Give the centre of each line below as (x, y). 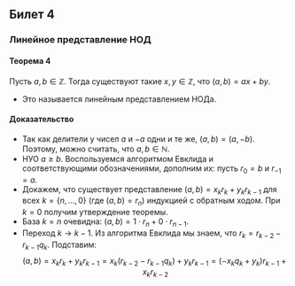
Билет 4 (32, 15)
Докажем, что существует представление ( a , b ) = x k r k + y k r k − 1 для (149, 190)
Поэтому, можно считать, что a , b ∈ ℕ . (96, 149)
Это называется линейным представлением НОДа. (119, 99)
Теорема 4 (30, 60)
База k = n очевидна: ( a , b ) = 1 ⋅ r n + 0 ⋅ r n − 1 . (105, 222)
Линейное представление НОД (81, 40)
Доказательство (42, 120)
